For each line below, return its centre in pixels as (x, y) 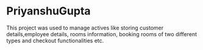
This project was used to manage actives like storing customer (85, 28)
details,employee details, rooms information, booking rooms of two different (101, 34)
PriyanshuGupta (48, 11)
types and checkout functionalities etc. (55, 40)
